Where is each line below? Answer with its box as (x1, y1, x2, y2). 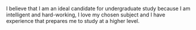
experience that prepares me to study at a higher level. (6, 18, 140, 24)
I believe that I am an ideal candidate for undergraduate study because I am (6, 5, 191, 12)
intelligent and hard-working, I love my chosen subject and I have (6, 11, 166, 18)
